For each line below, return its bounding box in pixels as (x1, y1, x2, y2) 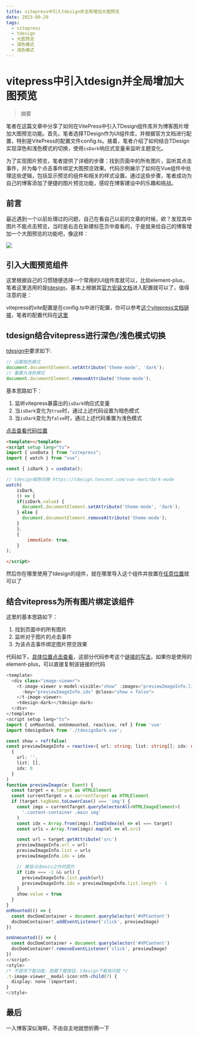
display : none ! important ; (11, 979, 78, 985)
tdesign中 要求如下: (6, 347, 52, 355)
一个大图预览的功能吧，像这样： (11, 230, 89, 237)
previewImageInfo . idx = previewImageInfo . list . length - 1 (21, 880, 167, 886)
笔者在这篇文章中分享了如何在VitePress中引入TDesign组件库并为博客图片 (6, 122, 184, 129)
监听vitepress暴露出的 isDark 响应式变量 (14, 400, 110, 407)
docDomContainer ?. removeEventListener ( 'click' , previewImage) (11, 946, 167, 952)
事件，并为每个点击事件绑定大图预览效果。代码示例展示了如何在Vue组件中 (6, 164, 187, 171)
